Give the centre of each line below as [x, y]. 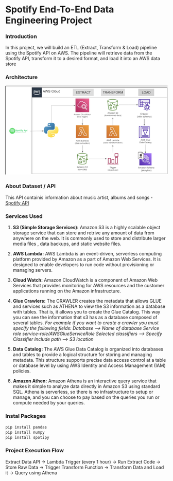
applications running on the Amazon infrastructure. [67, 291]
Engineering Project [49, 20]
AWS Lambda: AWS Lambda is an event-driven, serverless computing [87, 254]
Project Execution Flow [35, 451]
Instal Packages [26, 416]
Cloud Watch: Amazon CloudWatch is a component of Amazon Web [85, 280]
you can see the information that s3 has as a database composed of [85, 318]
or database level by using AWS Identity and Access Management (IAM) [89, 365]
